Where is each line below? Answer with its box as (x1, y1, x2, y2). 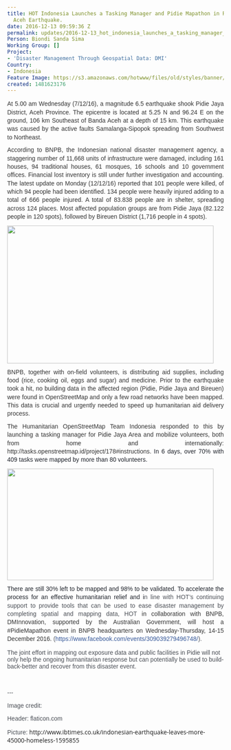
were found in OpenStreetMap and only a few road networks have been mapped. (7, 393, 224, 401)
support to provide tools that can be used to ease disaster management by (7, 601, 224, 609)
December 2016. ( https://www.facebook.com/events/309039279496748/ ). (7, 635, 202, 642)
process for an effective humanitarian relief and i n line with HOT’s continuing (7, 594, 224, 601)
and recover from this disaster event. (38, 662, 137, 671)
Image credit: (7, 702, 43, 710)
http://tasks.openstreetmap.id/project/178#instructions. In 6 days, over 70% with (7, 447, 224, 456)
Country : (7, 61, 32, 68)
